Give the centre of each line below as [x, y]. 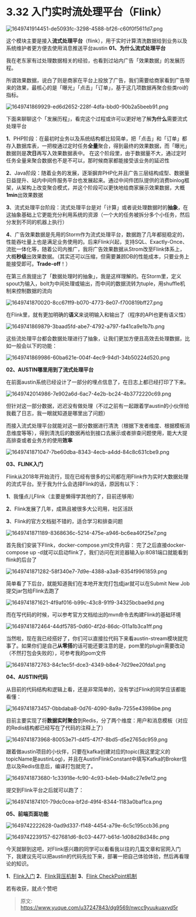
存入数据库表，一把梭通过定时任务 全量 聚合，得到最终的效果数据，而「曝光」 [98, 146]
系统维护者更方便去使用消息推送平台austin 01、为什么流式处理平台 [86, 48]
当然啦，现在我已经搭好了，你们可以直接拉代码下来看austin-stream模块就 [94, 638]
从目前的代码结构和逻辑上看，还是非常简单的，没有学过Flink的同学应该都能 [96, 689]
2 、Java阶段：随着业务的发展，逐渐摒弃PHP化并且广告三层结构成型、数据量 [98, 173]
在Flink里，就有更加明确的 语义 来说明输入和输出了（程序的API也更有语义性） [98, 315]
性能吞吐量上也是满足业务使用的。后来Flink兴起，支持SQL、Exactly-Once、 [97, 241]
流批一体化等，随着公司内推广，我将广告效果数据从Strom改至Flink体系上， [96, 249]
